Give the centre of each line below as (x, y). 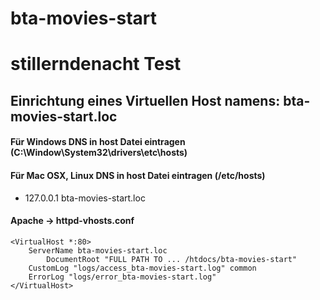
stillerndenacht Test (96, 64)
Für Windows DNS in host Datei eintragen (98, 142)
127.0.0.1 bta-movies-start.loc (85, 198)
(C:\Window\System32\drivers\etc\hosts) (99, 153)
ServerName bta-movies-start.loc (98, 250)
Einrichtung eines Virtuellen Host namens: (145, 100)
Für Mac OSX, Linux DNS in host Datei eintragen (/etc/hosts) (138, 175)
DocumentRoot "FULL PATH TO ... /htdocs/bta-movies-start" (172, 259)
